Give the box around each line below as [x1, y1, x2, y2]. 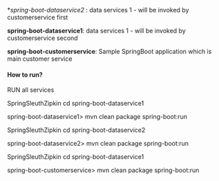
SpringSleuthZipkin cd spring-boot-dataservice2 [7, 126, 146, 134]
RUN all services [7, 86, 55, 94]
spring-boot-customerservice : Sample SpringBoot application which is [7, 48, 212, 55]
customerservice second [7, 34, 78, 42]
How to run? [7, 70, 43, 79]
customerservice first [7, 13, 68, 21]
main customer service [7, 55, 73, 63]
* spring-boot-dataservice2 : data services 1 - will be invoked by [7, 6, 189, 14]
